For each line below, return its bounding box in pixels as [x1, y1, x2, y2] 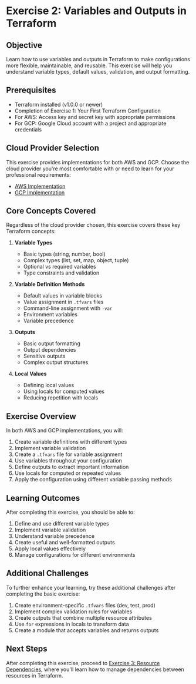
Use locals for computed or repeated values [14, 470, 121, 477]
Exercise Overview [6, 411, 76, 421]
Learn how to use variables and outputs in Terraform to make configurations [6, 56, 191, 62]
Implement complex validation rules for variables [14, 608, 133, 615]
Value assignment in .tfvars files [23, 299, 104, 306]
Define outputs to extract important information [14, 464, 129, 471]
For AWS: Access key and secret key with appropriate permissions [14, 113, 176, 120]
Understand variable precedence [14, 533, 95, 540]
